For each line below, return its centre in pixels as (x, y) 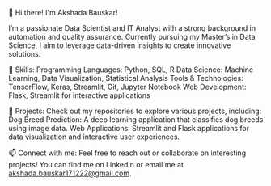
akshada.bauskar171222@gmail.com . (70, 173)
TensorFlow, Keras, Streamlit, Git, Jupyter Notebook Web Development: (127, 87)
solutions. (25, 54)
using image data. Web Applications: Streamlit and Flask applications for (129, 128)
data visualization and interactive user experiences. (94, 137)
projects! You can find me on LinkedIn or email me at (96, 165)
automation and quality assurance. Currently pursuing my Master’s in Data (132, 37)
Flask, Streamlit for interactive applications (80, 95)
